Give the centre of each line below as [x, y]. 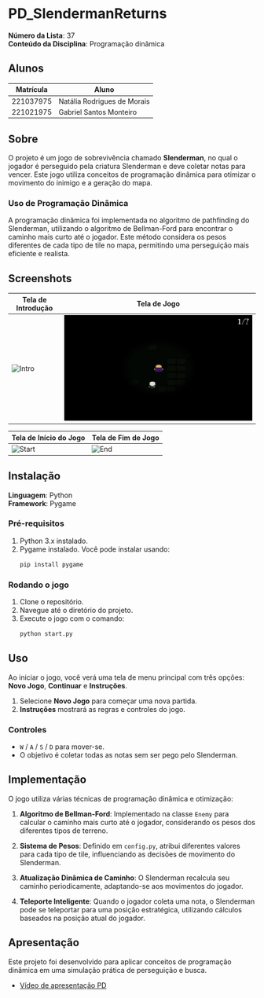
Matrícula [32, 90]
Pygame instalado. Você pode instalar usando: [95, 549]
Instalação [35, 476]
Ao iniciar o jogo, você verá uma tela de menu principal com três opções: [126, 677]
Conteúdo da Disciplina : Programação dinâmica [86, 43]
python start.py [46, 633]
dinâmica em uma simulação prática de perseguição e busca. [108, 970]
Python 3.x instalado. [54, 541]
